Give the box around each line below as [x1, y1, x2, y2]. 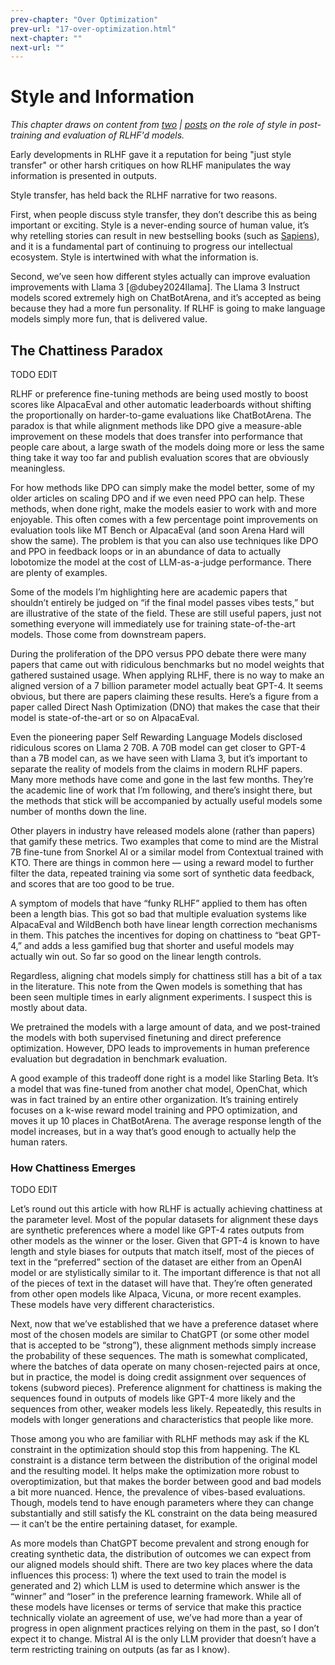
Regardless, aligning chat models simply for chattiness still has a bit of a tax [10, 970, 323, 981]
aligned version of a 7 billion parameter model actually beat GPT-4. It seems [10, 680, 323, 691]
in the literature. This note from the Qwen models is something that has [10, 981, 303, 992]
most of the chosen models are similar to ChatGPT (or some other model [10, 1329, 310, 1341]
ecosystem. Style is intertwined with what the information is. [10, 251, 259, 263]
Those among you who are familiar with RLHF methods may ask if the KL [10, 1433, 310, 1445]
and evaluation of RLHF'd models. [44, 129, 185, 141]
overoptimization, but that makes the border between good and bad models [10, 1476, 322, 1488]
